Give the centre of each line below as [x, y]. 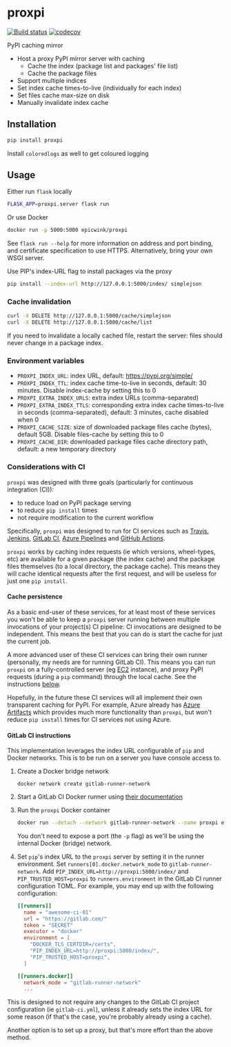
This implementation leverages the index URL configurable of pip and [106, 751]
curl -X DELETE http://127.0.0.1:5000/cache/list [80, 322]
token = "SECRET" [49, 925]
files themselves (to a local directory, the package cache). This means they [114, 566]
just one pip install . [37, 580]
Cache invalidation [39, 302]
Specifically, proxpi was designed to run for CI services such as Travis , [108, 531]
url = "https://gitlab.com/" [66, 919]
